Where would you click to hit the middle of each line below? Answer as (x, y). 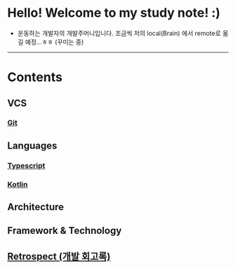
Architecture (36, 207)
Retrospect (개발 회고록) (59, 256)
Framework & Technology (65, 231)
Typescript (26, 165)
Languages (32, 145)
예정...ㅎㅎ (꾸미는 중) (54, 42)
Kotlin (18, 184)
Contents (35, 77)
